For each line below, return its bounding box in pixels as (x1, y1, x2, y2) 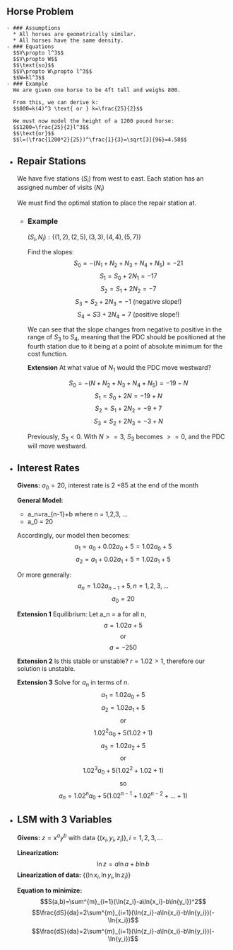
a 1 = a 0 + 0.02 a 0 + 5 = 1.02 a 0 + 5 (74, 542, 172, 553)
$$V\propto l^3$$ (13, 49, 64, 56)
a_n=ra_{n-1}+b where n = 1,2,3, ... (27, 510, 129, 519)
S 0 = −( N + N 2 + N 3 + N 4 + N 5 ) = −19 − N (68, 378, 189, 389)
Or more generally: (16, 570, 72, 579)
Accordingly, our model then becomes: (16, 531, 131, 540)
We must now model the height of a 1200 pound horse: (13, 117, 174, 125)
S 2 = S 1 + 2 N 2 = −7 (100, 284, 157, 295)
